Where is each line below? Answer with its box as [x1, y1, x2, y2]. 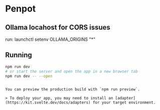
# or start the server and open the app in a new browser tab [5, 69, 138, 74]
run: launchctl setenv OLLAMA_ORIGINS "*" [5, 36, 96, 42]
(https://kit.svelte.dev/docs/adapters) [5, 100, 91, 105]
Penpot [5, 3, 36, 15]
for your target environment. [92, 100, 156, 105]
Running [5, 51, 33, 59]
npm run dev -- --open [5, 73, 53, 78]
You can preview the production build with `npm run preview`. [5, 87, 140, 92]
